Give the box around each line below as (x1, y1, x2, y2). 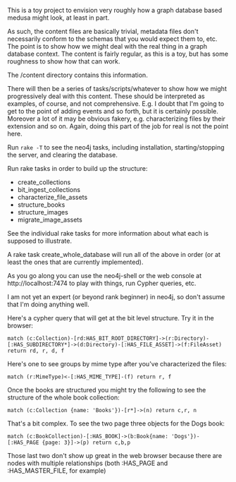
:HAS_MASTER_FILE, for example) (7, 466, 106, 475)
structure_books (17, 200, 66, 209)
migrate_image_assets (17, 215, 82, 224)
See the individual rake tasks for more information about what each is (7, 229, 209, 237)
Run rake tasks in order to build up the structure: (7, 164, 148, 172)
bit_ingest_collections (17, 186, 81, 193)
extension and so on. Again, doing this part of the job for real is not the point (7, 122, 229, 130)
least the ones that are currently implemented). (7, 258, 144, 266)
